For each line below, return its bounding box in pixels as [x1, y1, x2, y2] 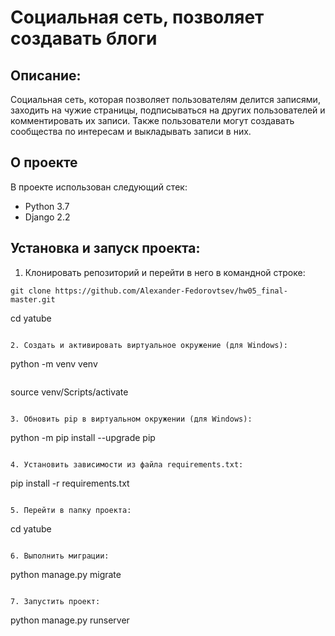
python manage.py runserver [10, 614, 130, 626]
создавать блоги [10, 27, 158, 50]
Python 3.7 [24, 200, 70, 212]
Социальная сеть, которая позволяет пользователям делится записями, [10, 94, 321, 105]
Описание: [10, 67, 82, 84]
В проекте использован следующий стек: [10, 181, 188, 193]
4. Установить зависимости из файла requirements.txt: [10, 459, 244, 470]
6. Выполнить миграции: [10, 551, 110, 561]
